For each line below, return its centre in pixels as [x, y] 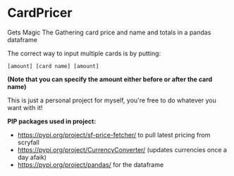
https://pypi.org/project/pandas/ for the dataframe [91, 164]
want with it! [25, 107]
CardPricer [40, 13]
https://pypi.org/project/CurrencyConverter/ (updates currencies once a [122, 149]
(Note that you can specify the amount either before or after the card [110, 79]
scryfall [29, 142]
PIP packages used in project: [52, 121]
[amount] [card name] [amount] [53, 66]
